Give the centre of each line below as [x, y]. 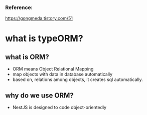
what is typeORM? [44, 38]
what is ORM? [27, 57]
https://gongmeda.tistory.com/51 [39, 18]
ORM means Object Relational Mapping [53, 69]
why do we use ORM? [39, 95]
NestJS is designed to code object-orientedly [59, 107]
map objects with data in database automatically [62, 74]
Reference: [19, 7]
